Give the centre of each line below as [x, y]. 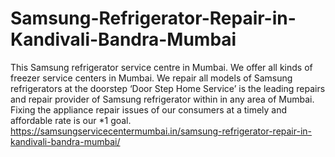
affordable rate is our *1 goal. [71, 120]
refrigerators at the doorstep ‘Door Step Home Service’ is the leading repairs [168, 88]
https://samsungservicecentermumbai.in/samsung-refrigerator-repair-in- [161, 131]
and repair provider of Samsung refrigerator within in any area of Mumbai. [162, 99]
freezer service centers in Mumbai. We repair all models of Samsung [151, 78]
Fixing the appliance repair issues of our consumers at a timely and [149, 109]
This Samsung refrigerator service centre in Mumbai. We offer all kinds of [161, 67]
